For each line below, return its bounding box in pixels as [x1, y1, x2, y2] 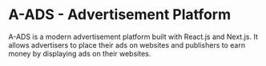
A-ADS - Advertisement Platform [8, 6, 232, 24]
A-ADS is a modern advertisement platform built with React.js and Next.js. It [8, 32, 259, 41]
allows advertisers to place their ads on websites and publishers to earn [8, 40, 246, 49]
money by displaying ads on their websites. [8, 49, 151, 58]
